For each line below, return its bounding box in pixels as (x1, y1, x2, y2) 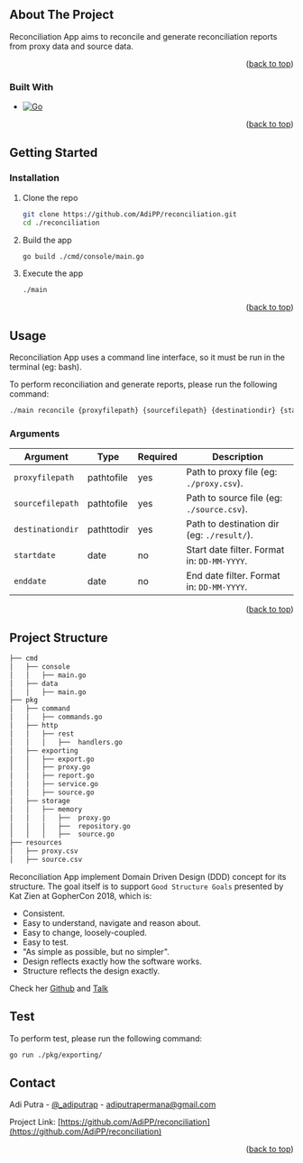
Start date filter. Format (186, 544, 285, 556)
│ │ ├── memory (9, 804, 83, 814)
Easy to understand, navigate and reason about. (22, 917, 201, 928)
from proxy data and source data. (9, 41, 133, 51)
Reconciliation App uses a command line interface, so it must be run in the (9, 352, 286, 363)
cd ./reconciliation (22, 218, 100, 227)
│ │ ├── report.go (9, 771, 95, 781)
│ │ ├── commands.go (9, 712, 103, 722)
